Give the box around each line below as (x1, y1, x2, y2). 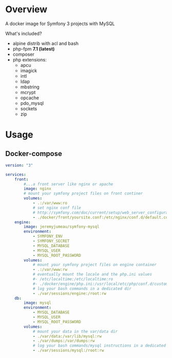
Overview (5, 4, 48, 15)
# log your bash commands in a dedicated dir (32, 286, 132, 291)
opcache (20, 95, 39, 101)
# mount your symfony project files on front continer (24, 191, 143, 196)
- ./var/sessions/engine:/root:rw (32, 290, 106, 296)
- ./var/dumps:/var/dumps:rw (32, 339, 95, 344)
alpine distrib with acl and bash (12, 40, 79, 47)
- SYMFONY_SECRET (32, 239, 70, 244)
